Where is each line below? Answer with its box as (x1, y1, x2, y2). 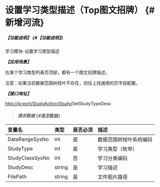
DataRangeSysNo (7, 136, 49, 143)
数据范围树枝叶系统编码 (97, 136, 153, 143)
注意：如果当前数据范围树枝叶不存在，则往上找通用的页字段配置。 (5, 80, 140, 86)
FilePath (7, 173, 27, 180)
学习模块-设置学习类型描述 (5, 48, 60, 54)
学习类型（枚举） (97, 146, 138, 153)
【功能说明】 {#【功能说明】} (5, 34, 64, 40)
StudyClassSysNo (7, 155, 50, 162)
